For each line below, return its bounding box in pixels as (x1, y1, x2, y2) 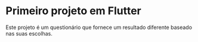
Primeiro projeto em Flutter (5, 4, 141, 18)
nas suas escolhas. (5, 30, 53, 37)
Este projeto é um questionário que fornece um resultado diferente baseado (5, 24, 192, 31)
